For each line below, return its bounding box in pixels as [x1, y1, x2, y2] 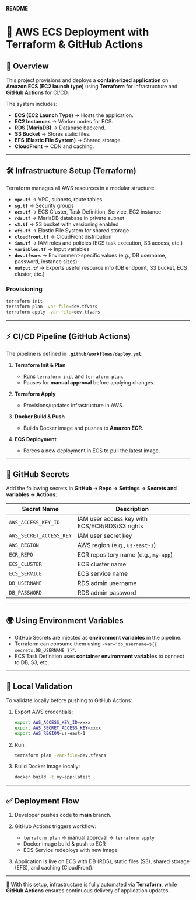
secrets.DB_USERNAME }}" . [14, 647, 77, 654]
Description [116, 505, 149, 513]
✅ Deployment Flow [6, 796, 80, 806]
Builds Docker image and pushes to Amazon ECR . [23, 424, 144, 431]
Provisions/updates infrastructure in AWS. [23, 401, 124, 408]
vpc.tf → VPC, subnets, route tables [14, 195, 103, 202]
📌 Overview [6, 61, 49, 71]
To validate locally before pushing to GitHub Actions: [6, 696, 132, 704]
